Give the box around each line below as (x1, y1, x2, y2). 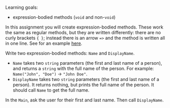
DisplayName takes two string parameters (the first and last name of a (12, 76, 159, 82)
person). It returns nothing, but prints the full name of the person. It (12, 82, 154, 88)
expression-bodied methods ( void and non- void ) (12, 14, 116, 20)
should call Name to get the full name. (12, 87, 90, 93)
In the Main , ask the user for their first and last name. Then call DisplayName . (5, 97, 164, 103)
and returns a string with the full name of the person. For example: (12, 66, 154, 71)
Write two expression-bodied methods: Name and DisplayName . (5, 50, 135, 56)
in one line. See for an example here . (5, 40, 83, 46)
